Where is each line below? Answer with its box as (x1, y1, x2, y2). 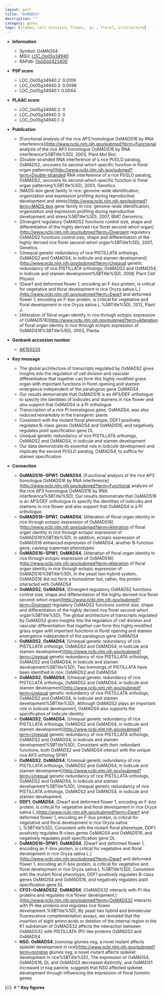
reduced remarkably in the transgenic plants (19, 412, 108, 418)
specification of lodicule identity (19, 711, 84, 717)
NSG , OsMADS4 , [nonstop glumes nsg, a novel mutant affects (19, 939, 145, 945)
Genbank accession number (12, 337, 70, 343)
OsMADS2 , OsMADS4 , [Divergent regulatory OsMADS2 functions (19, 586, 152, 593)
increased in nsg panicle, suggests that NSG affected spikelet (19, 965, 143, 971)
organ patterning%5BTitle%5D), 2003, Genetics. (19, 182, 116, 188)
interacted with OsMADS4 (19, 581, 72, 587)
